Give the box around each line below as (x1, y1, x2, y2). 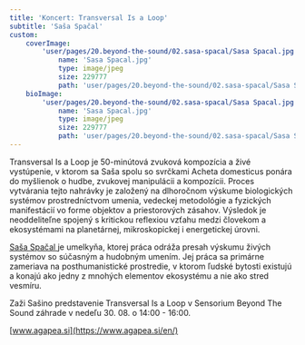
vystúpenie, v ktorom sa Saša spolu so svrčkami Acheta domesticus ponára (9, 165, 292, 177)
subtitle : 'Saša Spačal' (9, 22, 103, 31)
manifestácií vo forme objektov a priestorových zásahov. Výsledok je (9, 204, 267, 215)
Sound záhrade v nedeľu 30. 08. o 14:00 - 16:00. (9, 307, 192, 318)
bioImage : (25, 89, 64, 98)
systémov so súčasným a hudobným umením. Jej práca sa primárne (9, 251, 265, 261)
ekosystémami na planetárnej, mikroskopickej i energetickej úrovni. (9, 223, 261, 234)
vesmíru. (9, 280, 43, 291)
